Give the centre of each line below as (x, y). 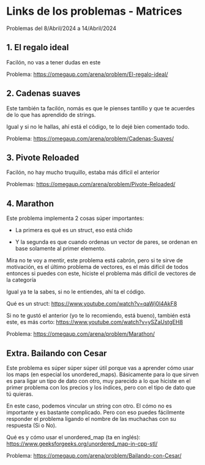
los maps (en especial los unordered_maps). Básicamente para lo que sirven (102, 374)
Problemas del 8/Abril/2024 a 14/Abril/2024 (61, 28)
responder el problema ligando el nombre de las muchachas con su (91, 419)
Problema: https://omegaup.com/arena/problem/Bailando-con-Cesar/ (94, 456)
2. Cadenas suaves (43, 93)
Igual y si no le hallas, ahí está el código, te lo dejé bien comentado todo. (98, 126)
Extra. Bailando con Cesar (57, 353)
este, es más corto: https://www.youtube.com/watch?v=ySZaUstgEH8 (95, 322)
